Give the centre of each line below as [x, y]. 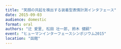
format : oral [19, 24]
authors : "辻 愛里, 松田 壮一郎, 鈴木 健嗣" [49, 29]
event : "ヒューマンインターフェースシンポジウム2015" [56, 34]
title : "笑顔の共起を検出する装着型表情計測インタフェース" [61, 10]
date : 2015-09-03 [24, 15]
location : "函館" [23, 39]
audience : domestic [26, 19]
